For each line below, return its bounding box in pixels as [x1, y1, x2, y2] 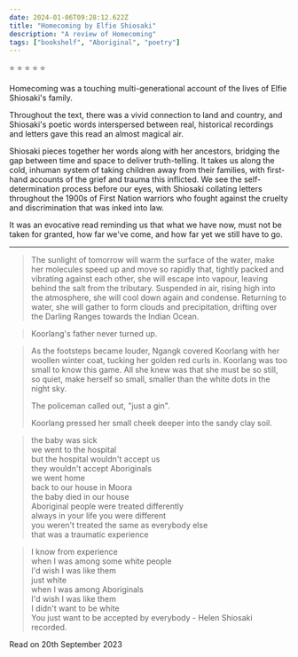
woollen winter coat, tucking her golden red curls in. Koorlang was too [30, 355, 288, 366]
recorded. [30, 622, 67, 633]
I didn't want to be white [30, 603, 120, 613]
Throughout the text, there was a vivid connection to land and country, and [9, 110, 283, 121]
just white [30, 574, 67, 586]
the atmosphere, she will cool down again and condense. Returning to [30, 292, 286, 303]
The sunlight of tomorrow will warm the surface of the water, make [30, 255, 275, 265]
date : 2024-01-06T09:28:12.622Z [9, 12, 129, 22]
